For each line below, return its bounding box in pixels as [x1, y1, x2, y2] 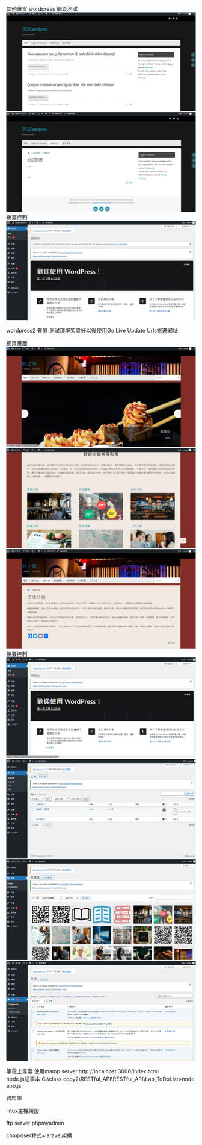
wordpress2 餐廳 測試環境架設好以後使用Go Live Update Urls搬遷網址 [6, 327, 179, 334]
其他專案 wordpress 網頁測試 [6, 5, 78, 12]
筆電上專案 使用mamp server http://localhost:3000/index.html [6, 1067, 159, 1074]
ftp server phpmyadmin [6, 1119, 64, 1126]
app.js [6, 1082, 22, 1089]
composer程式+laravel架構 [6, 1132, 73, 1139]
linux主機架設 [6, 1107, 39, 1114]
